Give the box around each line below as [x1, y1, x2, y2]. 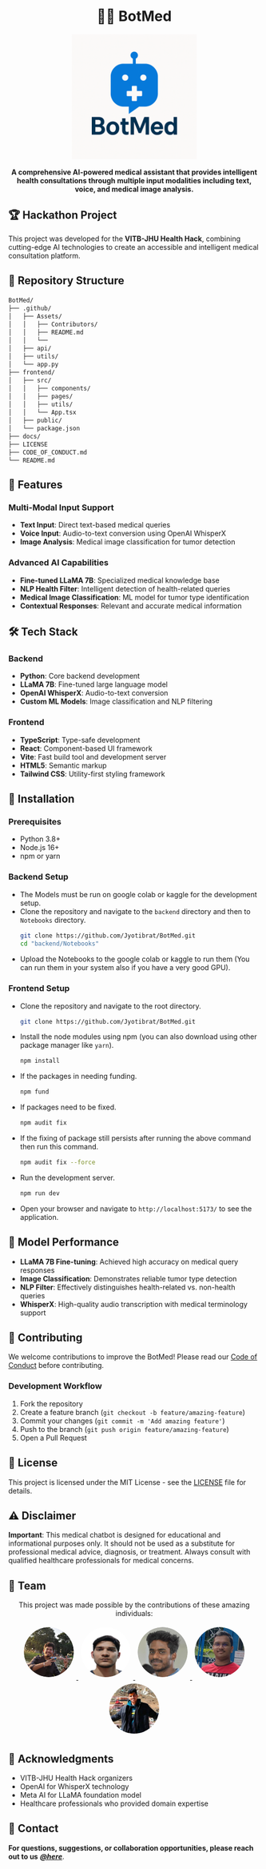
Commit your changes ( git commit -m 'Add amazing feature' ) [19, 1416, 225, 1426]
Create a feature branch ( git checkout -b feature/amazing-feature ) [19, 1407, 246, 1417]
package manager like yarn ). [19, 1041, 114, 1050]
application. [19, 1212, 59, 1221]
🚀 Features [8, 478, 63, 491]
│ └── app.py [8, 360, 59, 368]
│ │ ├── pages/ [8, 392, 73, 400]
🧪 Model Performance [8, 1236, 120, 1249]
